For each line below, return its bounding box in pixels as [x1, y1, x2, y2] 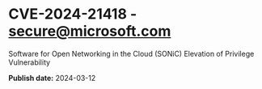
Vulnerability [8, 57, 51, 67]
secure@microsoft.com [8, 22, 171, 40]
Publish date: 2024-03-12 [8, 73, 96, 83]
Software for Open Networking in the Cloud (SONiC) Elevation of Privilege [8, 49, 255, 58]
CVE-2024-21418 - [8, 5, 137, 23]
